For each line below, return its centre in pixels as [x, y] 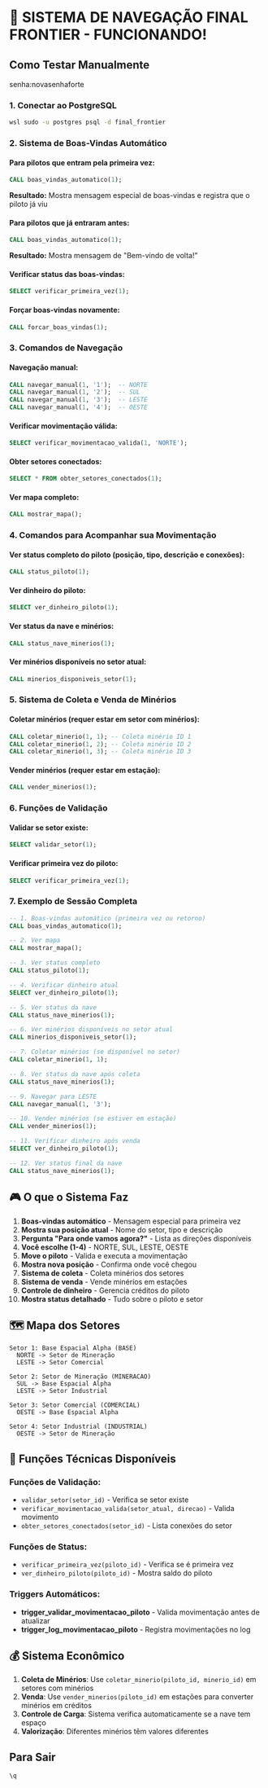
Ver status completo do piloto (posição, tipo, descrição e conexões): [127, 555]
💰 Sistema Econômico [67, 1656]
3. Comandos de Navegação [66, 348]
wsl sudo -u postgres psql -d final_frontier [87, 122]
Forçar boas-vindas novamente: [65, 310]
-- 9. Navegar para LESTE [53, 1096]
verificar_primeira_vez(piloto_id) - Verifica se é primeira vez [127, 1565]
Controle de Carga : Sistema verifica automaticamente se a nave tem [136, 1714]
